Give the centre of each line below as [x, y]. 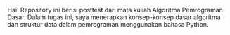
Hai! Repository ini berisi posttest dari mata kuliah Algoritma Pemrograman [115, 10]
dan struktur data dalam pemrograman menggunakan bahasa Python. [108, 24]
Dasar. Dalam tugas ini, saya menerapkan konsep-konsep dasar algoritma [114, 17]
